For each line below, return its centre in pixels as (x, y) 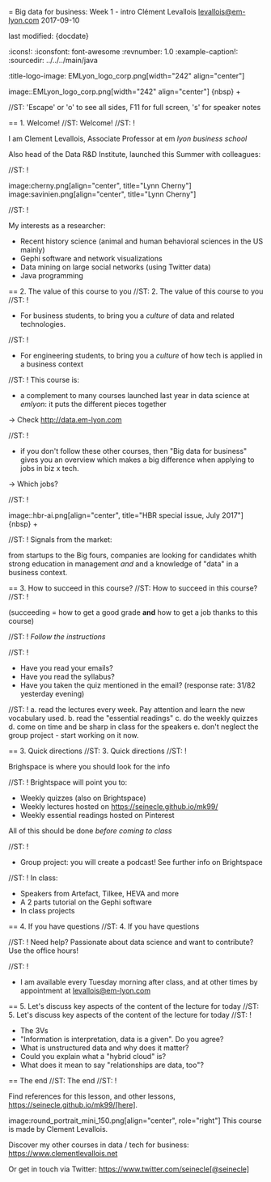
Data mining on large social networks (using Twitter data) (115, 267)
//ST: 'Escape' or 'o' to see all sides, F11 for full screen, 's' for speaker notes (135, 107)
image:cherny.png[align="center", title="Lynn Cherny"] (100, 186)
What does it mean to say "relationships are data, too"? (112, 1065)
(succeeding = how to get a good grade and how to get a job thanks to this (133, 612)
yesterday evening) (52, 694)
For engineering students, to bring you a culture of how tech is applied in (141, 356)
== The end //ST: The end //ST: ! (63, 1080)
